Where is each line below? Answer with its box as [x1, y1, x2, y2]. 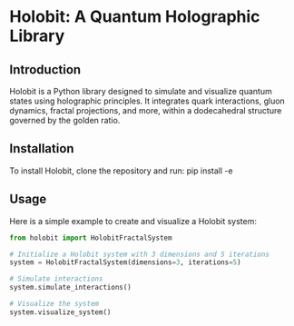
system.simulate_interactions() [9, 283, 132, 292]
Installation [9, 141, 74, 156]
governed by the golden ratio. [9, 115, 121, 125]
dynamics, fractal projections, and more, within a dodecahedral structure [9, 105, 282, 115]
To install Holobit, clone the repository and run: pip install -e [9, 165, 233, 176]
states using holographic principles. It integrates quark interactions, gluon [9, 95, 286, 106]
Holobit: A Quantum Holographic [9, 6, 260, 27]
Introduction [9, 62, 82, 77]
